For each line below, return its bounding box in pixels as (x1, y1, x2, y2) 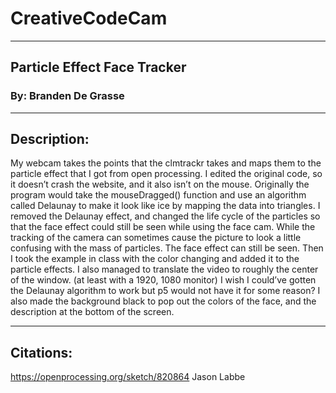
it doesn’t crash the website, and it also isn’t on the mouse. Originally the (10, 178, 310, 191)
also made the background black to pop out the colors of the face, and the (10, 295, 317, 307)
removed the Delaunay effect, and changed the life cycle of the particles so (10, 210, 321, 222)
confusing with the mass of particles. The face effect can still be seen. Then (10, 242, 324, 254)
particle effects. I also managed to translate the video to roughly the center (10, 263, 319, 276)
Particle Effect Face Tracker (10, 59, 187, 76)
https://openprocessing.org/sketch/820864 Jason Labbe (10, 371, 246, 383)
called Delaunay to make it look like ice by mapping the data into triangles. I (10, 200, 321, 212)
